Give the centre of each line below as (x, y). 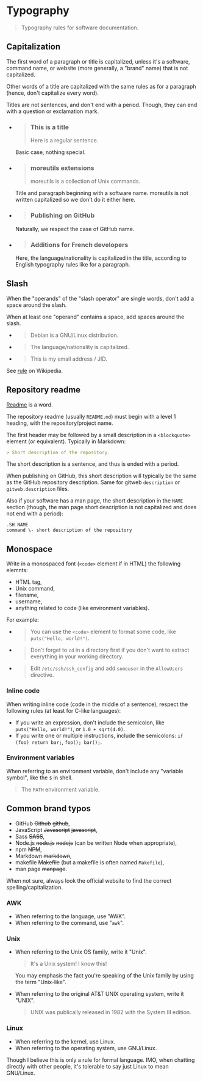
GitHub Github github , (42, 823)
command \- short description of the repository (69, 530)
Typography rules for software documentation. (80, 28)
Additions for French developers (79, 245)
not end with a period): (35, 513)
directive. (42, 675)
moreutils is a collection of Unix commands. (85, 182)
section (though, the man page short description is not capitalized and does (101, 507)
